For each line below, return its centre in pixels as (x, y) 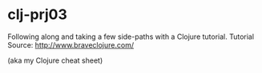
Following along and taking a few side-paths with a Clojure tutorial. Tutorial (131, 36)
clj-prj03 (37, 15)
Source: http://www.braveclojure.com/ (71, 44)
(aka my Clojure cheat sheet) (55, 60)
